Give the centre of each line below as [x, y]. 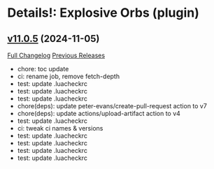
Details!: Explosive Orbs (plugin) [103, 13]
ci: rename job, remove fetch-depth [69, 76]
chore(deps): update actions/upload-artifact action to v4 [99, 113]
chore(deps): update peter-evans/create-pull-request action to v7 [112, 106]
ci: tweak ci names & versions [60, 128]
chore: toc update [43, 69]
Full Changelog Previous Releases [56, 55]
